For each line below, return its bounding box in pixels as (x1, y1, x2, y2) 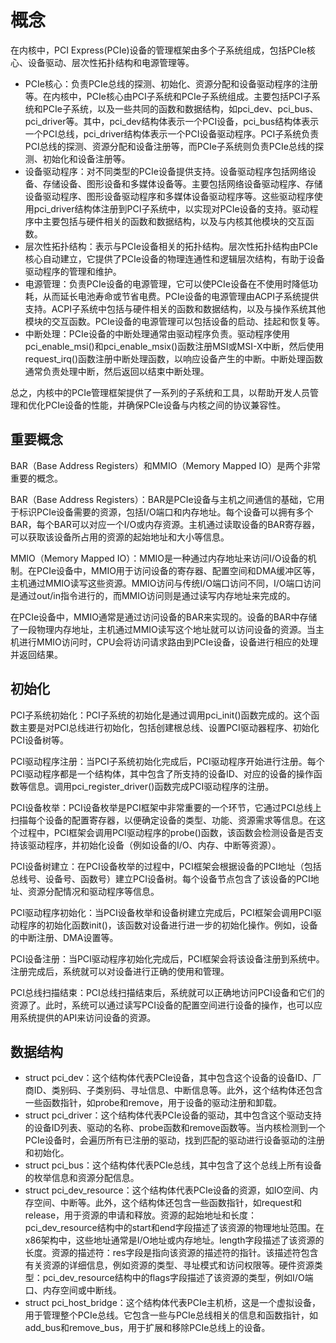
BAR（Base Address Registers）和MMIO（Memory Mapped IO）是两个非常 (10, 459, 321, 471)
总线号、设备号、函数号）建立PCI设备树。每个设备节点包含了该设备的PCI (10, 872, 311, 885)
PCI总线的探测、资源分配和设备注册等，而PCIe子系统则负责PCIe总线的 (24, 140, 315, 152)
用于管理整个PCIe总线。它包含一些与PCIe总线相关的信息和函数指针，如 (24, 1309, 318, 1321)
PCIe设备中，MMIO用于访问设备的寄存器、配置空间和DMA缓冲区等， (36, 564, 321, 576)
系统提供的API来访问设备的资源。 (18, 1011, 157, 1023)
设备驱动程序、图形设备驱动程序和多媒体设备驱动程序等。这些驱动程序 (24, 190, 315, 202)
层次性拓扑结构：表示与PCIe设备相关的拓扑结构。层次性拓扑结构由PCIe (24, 240, 318, 252)
